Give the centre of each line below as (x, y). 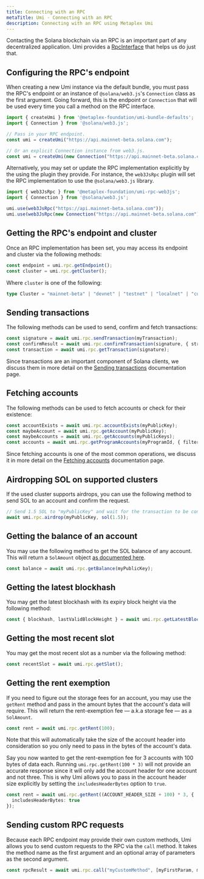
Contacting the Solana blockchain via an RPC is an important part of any (97, 41)
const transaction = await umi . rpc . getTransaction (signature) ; (88, 350)
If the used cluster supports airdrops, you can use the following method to (99, 494)
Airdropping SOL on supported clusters (82, 479)
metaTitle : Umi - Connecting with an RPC (59, 18)
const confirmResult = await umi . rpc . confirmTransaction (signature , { (97, 344)
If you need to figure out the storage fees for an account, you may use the (99, 697)
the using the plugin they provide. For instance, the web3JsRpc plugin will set (101, 174)
